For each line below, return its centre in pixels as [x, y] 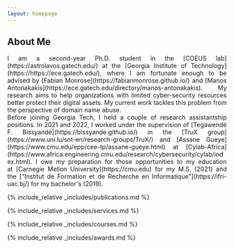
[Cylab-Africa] [206, 147]
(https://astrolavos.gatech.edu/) [53, 66]
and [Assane [180, 140]
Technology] [209, 66]
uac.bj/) [18, 184]
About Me [29, 42]
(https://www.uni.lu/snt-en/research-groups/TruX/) [80, 140]
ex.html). [20, 162]
